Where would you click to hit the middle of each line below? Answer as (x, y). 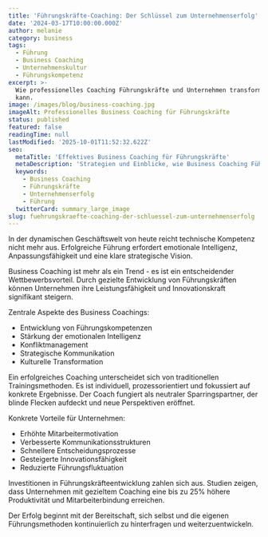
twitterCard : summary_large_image (73, 209)
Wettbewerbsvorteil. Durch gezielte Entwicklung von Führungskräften (122, 280)
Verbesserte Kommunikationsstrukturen (85, 442)
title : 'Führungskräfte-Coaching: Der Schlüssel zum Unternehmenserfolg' (134, 16)
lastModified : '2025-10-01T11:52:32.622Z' (80, 142)
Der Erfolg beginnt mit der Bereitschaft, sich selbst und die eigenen (119, 515)
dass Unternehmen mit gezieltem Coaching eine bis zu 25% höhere (119, 491)
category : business (41, 38)
